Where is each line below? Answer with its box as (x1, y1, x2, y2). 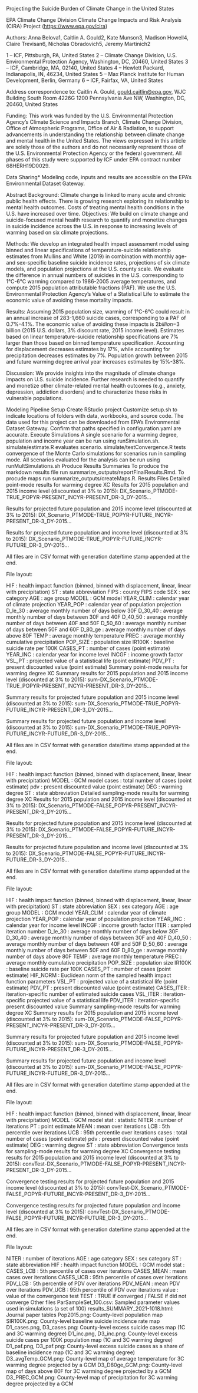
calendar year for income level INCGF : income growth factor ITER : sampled (6, 922, 192, 929)
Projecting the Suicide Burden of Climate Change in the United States (6, 5, 174, 12)
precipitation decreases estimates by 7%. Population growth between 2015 (6, 352, 188, 359)
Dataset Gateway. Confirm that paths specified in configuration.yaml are (6, 425, 181, 432)
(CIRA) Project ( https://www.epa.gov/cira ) (6, 23, 108, 29)
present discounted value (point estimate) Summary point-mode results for (6, 664, 188, 671)
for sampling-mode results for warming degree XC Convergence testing (6, 1148, 181, 1154)
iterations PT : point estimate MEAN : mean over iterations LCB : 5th (6, 1123, 170, 1130)
